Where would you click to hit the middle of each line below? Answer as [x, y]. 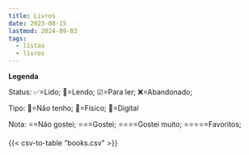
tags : [17, 38]
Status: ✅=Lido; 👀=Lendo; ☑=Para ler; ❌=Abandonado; [100, 92]
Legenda [23, 76]
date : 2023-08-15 [38, 23]
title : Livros [32, 16]
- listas [30, 46]
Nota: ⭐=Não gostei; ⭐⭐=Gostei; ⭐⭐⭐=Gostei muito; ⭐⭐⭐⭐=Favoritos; [125, 124]
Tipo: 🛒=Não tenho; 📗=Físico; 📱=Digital [74, 108]
